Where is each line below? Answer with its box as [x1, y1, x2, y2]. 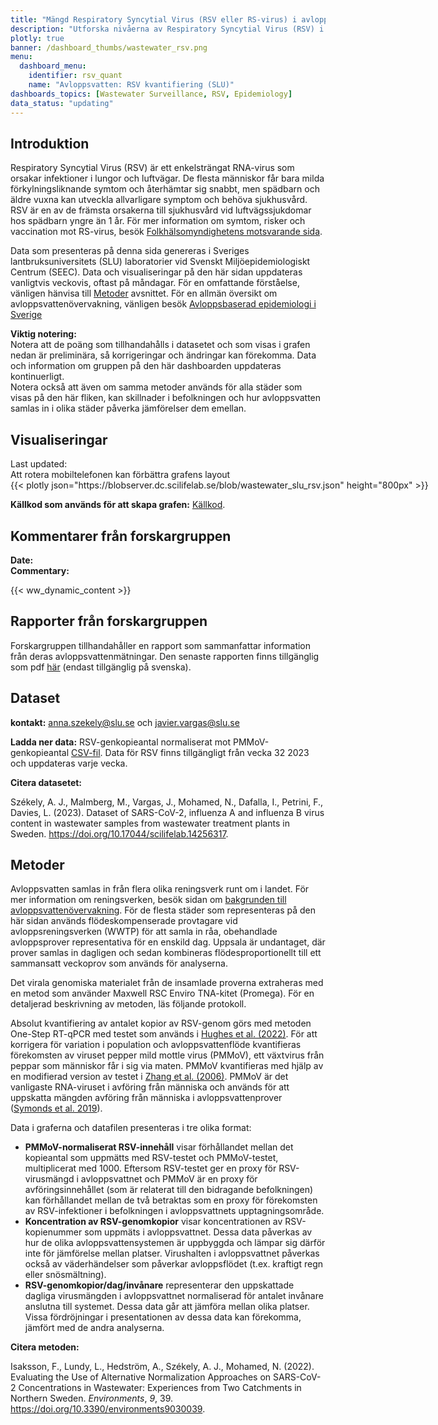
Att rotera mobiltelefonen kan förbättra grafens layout [10, 469, 231, 481]
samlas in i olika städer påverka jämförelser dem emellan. [10, 402, 247, 415]
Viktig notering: [10, 328, 77, 340]
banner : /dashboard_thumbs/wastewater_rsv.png [10, 42, 208, 53]
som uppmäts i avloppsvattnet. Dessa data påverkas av [84, 1226, 313, 1238]
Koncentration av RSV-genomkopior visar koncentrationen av [24, 1216, 283, 1228]
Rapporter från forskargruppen [10, 613, 208, 630]
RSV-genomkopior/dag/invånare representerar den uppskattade [24, 1279, 295, 1291]
